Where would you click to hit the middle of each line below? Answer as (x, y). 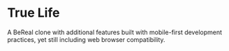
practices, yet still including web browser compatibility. (86, 39)
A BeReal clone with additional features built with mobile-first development (114, 32)
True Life (34, 13)
